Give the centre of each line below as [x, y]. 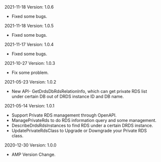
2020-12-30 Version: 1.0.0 [30, 145]
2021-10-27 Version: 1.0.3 [30, 63]
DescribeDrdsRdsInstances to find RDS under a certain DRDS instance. [82, 125]
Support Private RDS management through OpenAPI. [64, 115]
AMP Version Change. [34, 155]
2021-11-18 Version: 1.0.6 [29, 7]
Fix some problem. [30, 73]
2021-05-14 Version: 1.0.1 [29, 106]
